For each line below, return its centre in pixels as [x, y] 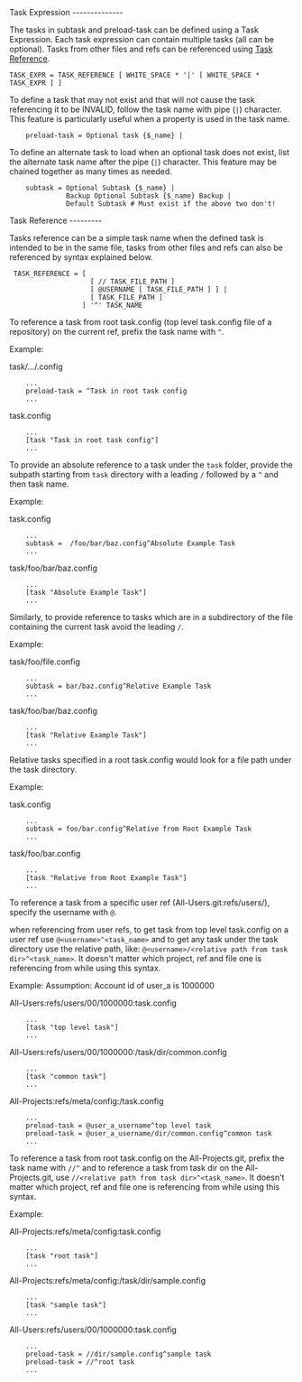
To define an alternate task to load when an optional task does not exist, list [150, 152]
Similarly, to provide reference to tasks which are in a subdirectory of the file [151, 617]
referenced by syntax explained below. [81, 257]
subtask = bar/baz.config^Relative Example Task [119, 686]
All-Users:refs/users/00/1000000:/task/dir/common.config [118, 1052]
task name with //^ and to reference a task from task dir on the [126, 1168]
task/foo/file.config [45, 662]
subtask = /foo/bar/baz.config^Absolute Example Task [131, 543]
